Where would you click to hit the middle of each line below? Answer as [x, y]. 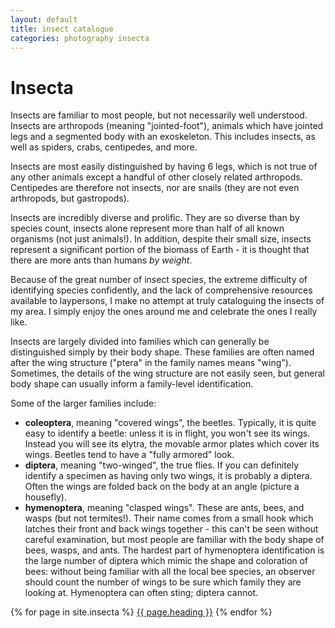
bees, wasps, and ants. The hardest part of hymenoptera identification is [174, 550]
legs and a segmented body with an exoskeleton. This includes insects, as [163, 137]
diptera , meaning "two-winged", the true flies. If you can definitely [162, 465]
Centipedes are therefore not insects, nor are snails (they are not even [155, 188]
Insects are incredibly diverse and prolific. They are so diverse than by [155, 218]
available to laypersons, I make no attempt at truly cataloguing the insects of [167, 301]
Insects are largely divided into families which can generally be [140, 342]
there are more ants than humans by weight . [101, 260]
